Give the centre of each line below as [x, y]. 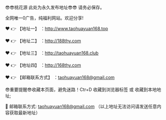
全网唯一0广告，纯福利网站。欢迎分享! [44, 18]
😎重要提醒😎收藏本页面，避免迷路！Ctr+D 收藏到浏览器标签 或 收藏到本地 [81, 89]
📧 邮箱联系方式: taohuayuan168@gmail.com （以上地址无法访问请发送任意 [81, 106]
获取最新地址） [25, 112]
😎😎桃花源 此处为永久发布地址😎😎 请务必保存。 [55, 7]
